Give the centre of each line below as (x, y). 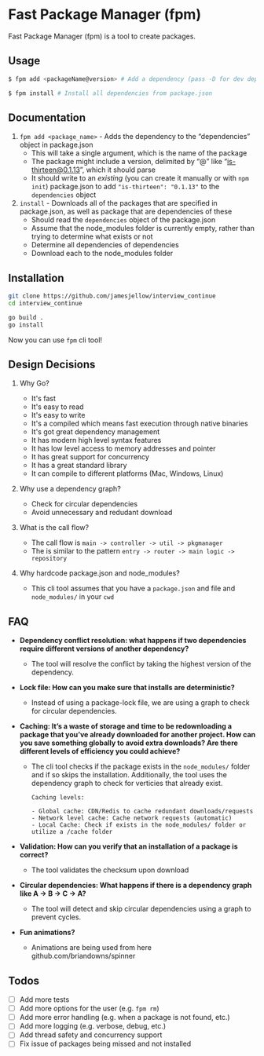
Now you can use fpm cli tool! (55, 340)
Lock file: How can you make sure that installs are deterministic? (127, 688)
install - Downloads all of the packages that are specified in (118, 203)
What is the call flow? (54, 528)
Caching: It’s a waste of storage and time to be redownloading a (126, 726)
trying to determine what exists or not (92, 236)
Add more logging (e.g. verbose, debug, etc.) (93, 1026)
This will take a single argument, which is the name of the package (139, 153)
